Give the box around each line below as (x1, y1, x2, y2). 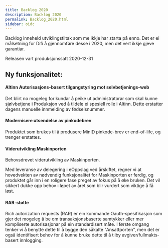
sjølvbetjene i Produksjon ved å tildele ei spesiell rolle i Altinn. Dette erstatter (5, 101, 163, 107)
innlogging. (20, 237, 43, 243)
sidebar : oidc (5, 21, 35, 27)
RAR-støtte (5, 199, 29, 205)
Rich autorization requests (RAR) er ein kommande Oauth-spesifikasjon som (5, 211, 162, 217)
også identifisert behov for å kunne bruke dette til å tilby (5, 232, 121, 238)
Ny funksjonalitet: (5, 70, 63, 78)
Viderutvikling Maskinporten (5, 145, 67, 151)
